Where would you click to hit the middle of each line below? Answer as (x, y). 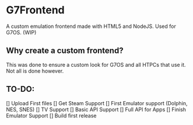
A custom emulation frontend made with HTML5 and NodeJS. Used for (91, 26)
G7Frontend (36, 10)
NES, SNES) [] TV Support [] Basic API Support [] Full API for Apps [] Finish (96, 109)
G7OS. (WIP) (21, 32)
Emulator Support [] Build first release (51, 115)
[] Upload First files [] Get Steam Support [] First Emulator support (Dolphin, (97, 103)
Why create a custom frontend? (65, 51)
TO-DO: (20, 89)
